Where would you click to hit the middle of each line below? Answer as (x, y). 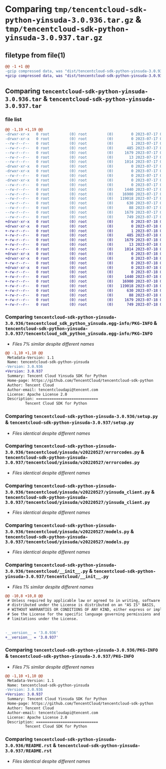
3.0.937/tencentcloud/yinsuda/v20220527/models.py (67, 542)
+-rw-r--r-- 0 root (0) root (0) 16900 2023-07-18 (82, 281)
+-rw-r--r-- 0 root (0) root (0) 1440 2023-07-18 (82, 277)
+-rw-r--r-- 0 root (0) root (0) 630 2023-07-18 (82, 290)
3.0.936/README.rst (28, 746)
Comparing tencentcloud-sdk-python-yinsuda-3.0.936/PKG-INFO (82, 650)
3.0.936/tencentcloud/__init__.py (46, 571)
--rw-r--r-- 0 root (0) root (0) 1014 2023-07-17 (82, 162)
